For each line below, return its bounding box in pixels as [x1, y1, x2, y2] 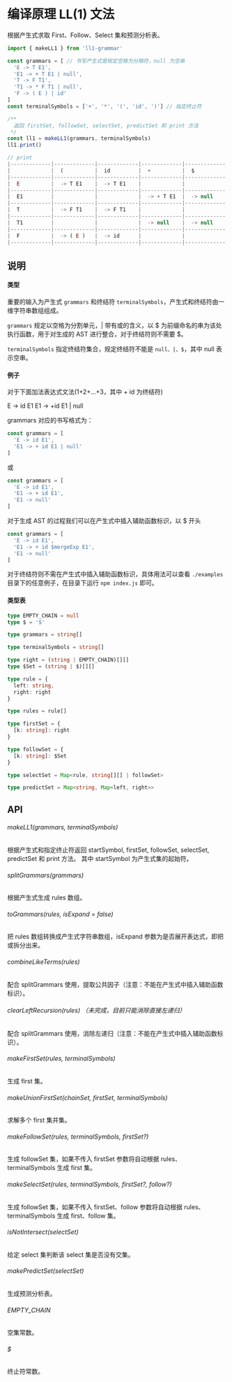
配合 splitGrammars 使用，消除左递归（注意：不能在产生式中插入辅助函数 [7, 1029, 217, 1037]
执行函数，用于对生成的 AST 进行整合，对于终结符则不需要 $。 [7, 330, 187, 339]
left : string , [13, 682, 54, 689]
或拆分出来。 [7, 941, 44, 950]
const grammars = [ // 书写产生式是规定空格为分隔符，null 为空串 [7, 57, 185, 64]
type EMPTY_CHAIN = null [7, 612, 79, 619]
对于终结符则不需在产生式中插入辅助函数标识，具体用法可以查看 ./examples [7, 570, 224, 578]
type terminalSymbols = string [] [7, 644, 105, 651]
